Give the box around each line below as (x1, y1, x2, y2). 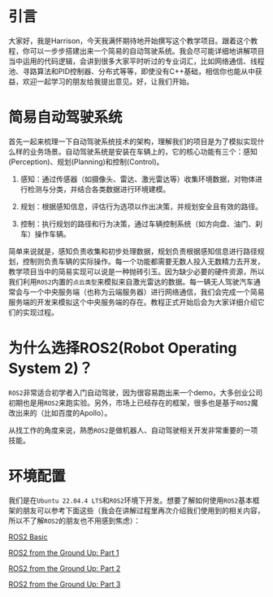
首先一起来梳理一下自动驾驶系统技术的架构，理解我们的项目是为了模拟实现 (8, 136, 258, 146)
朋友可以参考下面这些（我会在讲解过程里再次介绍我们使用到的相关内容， (22, 505, 265, 515)
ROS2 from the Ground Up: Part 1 (8, 547, 119, 557)
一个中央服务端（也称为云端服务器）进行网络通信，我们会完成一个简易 (29, 286, 265, 297)
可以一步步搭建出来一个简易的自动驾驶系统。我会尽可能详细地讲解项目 (29, 46, 265, 55)
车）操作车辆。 (19, 229, 71, 238)
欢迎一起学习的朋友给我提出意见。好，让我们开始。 (22, 76, 193, 86)
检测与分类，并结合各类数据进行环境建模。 (27, 184, 171, 194)
